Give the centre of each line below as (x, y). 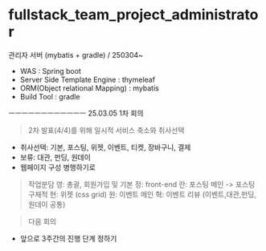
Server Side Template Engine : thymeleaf (87, 79)
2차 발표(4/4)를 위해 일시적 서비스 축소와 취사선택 (106, 130)
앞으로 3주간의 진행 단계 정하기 (68, 238)
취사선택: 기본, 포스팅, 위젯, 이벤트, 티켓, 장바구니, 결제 (105, 147)
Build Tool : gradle (50, 96)
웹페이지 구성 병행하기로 (58, 167)
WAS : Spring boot (51, 71)
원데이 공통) (47, 204)
